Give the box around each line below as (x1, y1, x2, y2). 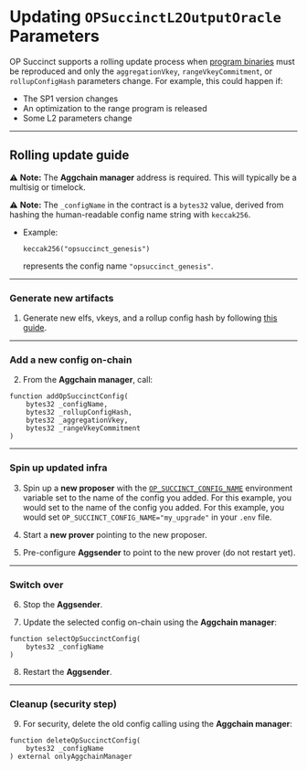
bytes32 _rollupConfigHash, (26, 408, 132, 417)
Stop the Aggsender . (22, 598, 103, 609)
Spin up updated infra (9, 461, 108, 474)
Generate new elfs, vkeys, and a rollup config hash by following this (22, 312, 278, 323)
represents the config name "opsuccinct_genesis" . (22, 260, 214, 271)
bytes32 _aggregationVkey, (26, 416, 129, 426)
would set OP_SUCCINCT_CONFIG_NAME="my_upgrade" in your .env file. (22, 512, 272, 522)
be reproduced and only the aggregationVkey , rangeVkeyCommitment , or (9, 66, 272, 77)
